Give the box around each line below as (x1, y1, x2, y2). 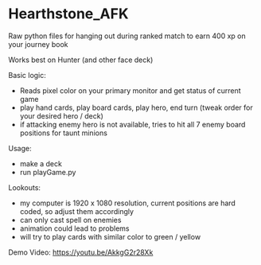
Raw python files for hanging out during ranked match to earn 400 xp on (8, 31, 246, 41)
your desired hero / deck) (19, 111, 103, 120)
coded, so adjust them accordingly (19, 206, 134, 216)
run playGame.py (19, 167, 76, 177)
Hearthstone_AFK (8, 5, 129, 23)
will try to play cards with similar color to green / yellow (19, 232, 201, 241)
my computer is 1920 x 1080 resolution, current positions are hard (19, 198, 236, 208)
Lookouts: (8, 182, 41, 192)
